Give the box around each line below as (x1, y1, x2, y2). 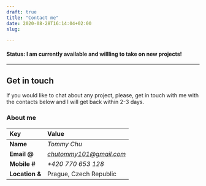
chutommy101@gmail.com (47, 149, 126, 158)
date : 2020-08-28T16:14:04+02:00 (6, 20, 92, 26)
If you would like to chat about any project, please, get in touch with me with (6, 92, 199, 99)
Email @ (9, 149, 34, 158)
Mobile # (9, 160, 36, 168)
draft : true (6, 9, 37, 15)
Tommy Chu (47, 139, 83, 148)
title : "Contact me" (6, 15, 59, 21)
